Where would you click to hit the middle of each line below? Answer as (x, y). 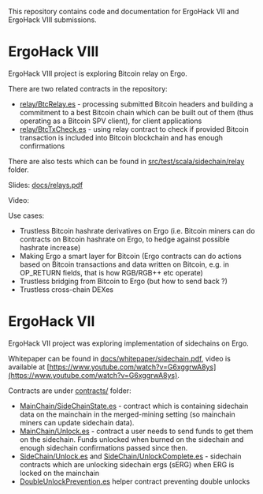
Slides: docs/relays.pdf (46, 185)
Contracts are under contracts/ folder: (70, 391)
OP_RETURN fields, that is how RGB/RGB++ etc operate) (111, 272)
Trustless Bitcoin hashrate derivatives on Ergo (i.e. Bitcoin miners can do (137, 230)
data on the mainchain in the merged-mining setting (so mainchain (127, 414)
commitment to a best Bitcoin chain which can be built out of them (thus (136, 112)
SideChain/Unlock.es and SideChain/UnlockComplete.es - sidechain (130, 456)
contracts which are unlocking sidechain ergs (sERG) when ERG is (127, 464)
